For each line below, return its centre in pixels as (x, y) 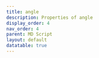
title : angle (23, 12)
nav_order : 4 (23, 29)
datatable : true (27, 46)
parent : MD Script (29, 34)
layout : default (27, 40)
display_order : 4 (28, 23)
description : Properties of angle (50, 18)
